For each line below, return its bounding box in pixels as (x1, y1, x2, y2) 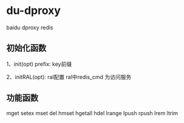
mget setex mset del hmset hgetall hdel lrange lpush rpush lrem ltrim (6, 109, 178, 116)
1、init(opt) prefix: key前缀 (6, 60, 72, 68)
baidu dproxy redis (6, 24, 53, 31)
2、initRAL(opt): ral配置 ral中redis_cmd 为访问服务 (6, 73, 132, 80)
